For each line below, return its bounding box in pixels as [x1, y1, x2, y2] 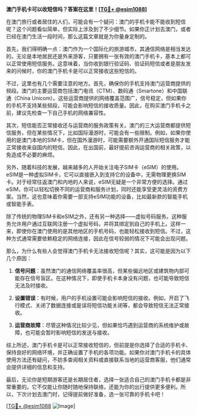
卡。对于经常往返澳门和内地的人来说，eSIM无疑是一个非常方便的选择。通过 [6, 179, 188, 185]
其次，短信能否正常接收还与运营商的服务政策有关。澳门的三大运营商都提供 [6, 122, 186, 129]
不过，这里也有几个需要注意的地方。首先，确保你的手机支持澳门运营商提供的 [6, 80, 191, 87]
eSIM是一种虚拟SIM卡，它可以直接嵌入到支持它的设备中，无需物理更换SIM [6, 171, 186, 178]
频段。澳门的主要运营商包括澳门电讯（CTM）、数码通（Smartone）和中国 [6, 88, 183, 94]
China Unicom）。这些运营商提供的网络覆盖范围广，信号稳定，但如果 [16, 95, 182, 102]
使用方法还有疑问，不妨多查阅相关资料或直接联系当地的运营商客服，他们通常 [6, 356, 191, 363]
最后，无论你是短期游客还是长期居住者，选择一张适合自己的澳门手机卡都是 [6, 376, 186, 383]
